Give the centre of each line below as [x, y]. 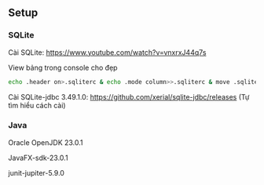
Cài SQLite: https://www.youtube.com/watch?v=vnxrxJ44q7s [107, 52]
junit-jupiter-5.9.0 [37, 172]
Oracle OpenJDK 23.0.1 [46, 142]
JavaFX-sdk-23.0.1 [38, 158]
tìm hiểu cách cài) [37, 105]
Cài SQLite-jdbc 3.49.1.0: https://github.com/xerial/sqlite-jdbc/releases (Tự [129, 96]
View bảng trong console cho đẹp [63, 67]
